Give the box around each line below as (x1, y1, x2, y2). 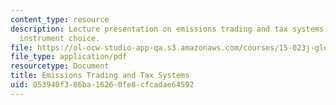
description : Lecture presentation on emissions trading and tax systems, (10, 24, 329, 34)
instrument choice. (19, 33, 101, 43)
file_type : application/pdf (10, 52, 128, 62)
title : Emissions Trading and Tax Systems (10, 71, 190, 81)
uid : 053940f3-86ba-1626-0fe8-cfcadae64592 (10, 80, 195, 90)
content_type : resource (10, 14, 110, 25)
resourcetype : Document (10, 61, 110, 71)
